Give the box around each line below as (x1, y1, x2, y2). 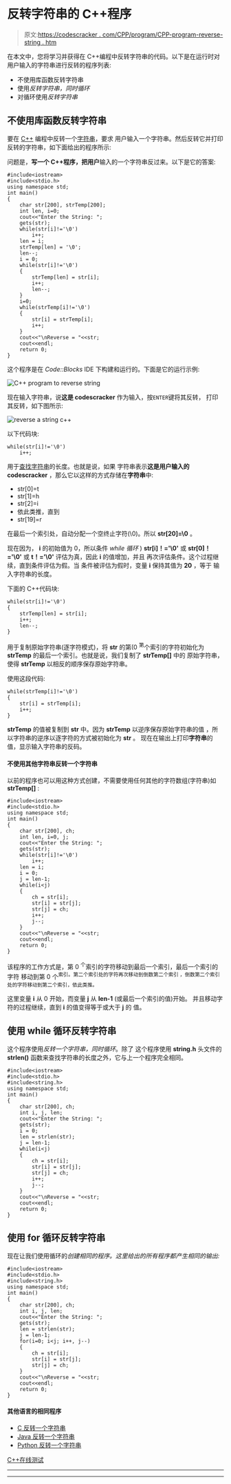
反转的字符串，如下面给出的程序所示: (7, 142, 112, 151)
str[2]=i (16, 499, 39, 507)
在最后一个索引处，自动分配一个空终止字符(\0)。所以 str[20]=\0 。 (7, 529, 196, 538)
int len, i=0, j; (19, 834, 69, 840)
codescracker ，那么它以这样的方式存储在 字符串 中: (7, 471, 153, 479)
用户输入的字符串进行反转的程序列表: (7, 61, 112, 69)
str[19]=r (16, 515, 43, 523)
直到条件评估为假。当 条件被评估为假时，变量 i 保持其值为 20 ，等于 (19, 561, 212, 569)
